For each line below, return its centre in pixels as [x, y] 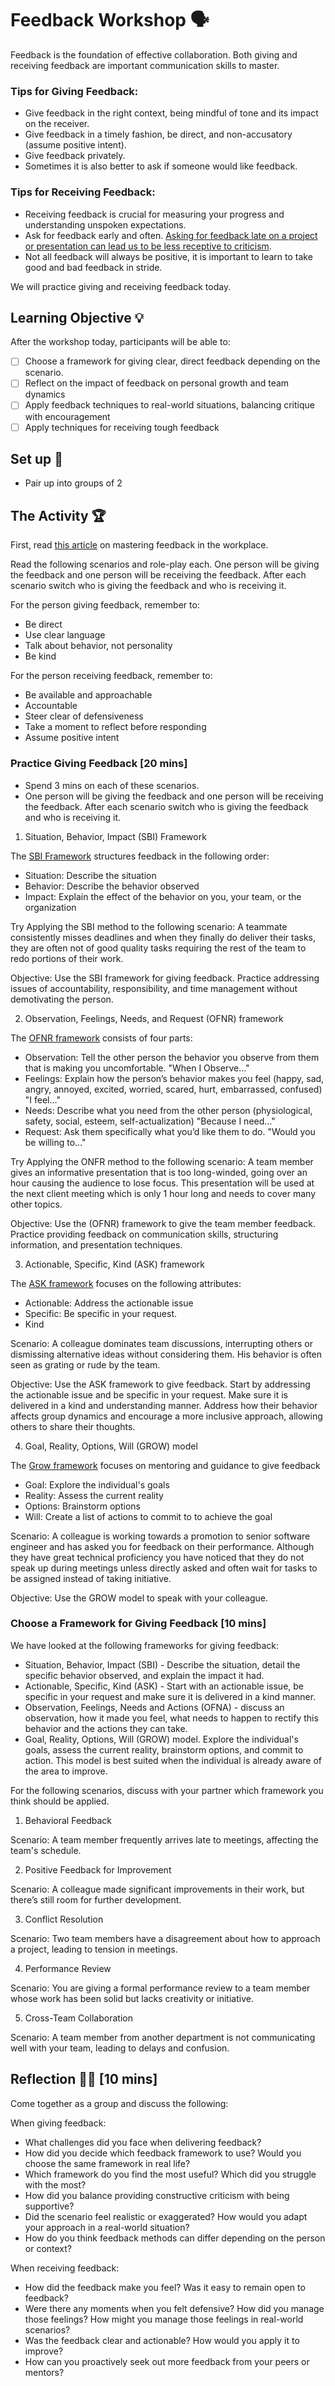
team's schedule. [46, 1850]
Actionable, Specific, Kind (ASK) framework [114, 1264]
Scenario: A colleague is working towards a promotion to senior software [160, 1536]
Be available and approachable [88, 695]
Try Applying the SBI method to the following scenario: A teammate [149, 926]
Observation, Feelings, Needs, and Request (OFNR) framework [154, 1018]
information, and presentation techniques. [96, 1244]
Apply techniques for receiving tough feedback [122, 427]
